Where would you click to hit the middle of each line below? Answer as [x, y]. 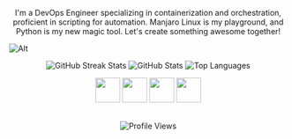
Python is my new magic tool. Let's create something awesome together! [148, 31]
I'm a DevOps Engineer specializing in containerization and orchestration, [148, 13]
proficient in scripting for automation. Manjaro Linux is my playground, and [148, 22]
